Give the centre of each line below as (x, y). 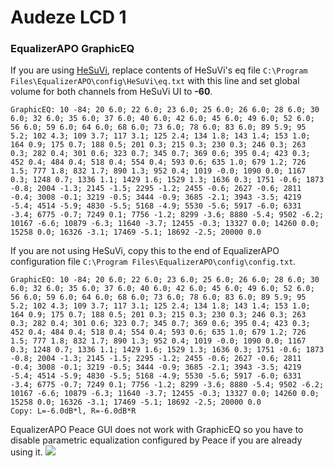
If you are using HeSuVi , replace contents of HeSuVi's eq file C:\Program (159, 70)
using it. (26, 452)
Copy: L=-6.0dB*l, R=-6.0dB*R (73, 411)
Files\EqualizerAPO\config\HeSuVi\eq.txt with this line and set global (155, 81)
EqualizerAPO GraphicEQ (72, 49)
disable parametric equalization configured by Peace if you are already (156, 440)
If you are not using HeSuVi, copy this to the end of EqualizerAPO (145, 251)
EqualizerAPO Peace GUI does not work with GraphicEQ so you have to (157, 430)
